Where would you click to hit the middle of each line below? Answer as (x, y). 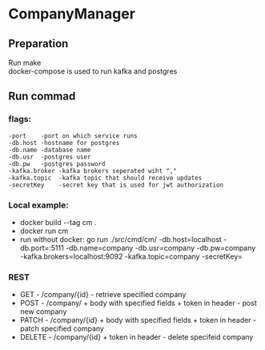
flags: (20, 119)
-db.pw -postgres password (57, 164)
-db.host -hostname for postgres (64, 143)
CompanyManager (72, 14)
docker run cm (44, 231)
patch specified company (62, 328)
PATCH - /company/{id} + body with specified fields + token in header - (138, 320)
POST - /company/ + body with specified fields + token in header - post (139, 303)
